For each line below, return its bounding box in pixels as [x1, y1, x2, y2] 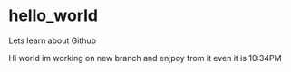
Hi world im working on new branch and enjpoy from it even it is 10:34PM [8, 52, 282, 63]
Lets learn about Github [8, 35, 97, 46]
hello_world [8, 5, 99, 26]
